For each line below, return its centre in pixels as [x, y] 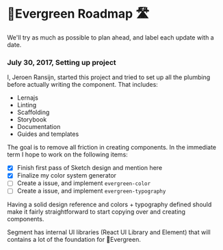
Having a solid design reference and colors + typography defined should [109, 205]
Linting [27, 105]
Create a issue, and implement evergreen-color [84, 183]
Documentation [39, 127]
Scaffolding [33, 112]
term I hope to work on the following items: [67, 154]
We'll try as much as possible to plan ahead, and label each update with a [110, 37]
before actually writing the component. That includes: [83, 85]
